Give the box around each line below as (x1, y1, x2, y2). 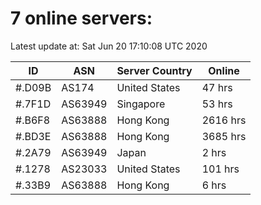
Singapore (116, 97, 166, 111)
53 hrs (201, 97, 233, 111)
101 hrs (201, 162, 240, 176)
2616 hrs (201, 113, 247, 127)
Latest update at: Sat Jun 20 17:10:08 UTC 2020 (10, 40, 208, 52)
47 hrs (201, 80, 233, 94)
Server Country (116, 63, 193, 77)
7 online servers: (10, 7, 153, 30)
